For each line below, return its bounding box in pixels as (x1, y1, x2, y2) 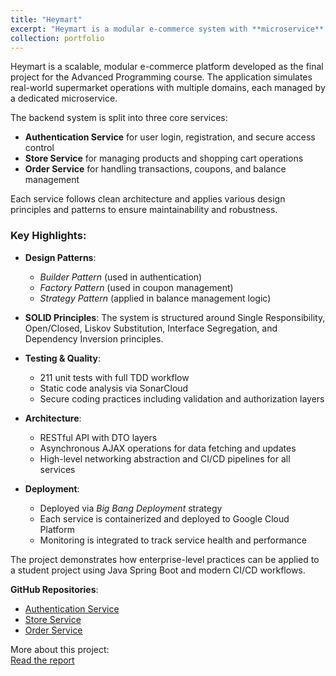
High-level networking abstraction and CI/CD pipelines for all (39, 452, 291, 465)
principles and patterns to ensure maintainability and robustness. (10, 204, 278, 216)
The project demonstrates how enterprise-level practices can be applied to (10, 553, 320, 565)
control (24, 142, 55, 154)
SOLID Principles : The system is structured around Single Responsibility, (24, 311, 326, 323)
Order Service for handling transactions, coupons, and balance (24, 163, 287, 175)
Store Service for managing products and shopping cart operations (24, 152, 304, 165)
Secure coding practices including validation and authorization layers (39, 392, 325, 405)
